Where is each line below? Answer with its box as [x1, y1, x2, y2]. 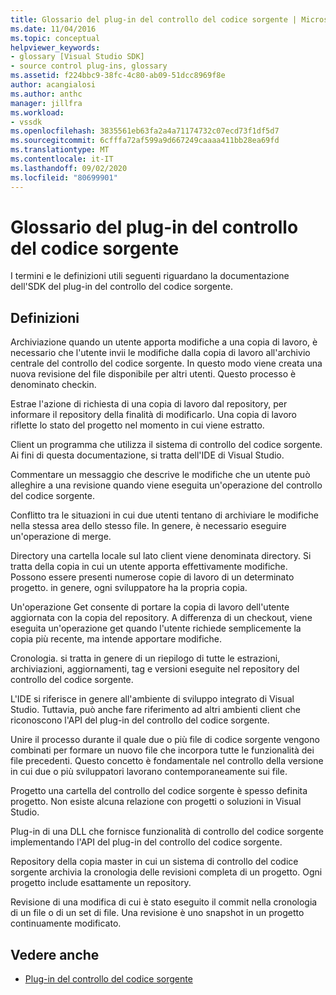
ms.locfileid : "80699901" [10, 172, 118, 183]
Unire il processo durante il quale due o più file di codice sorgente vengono [10, 734, 320, 746]
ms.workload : [10, 107, 65, 118]
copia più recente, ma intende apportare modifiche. [10, 633, 223, 645]
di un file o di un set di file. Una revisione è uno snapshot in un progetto [10, 907, 305, 919]
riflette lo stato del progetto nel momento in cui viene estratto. [10, 419, 265, 431]
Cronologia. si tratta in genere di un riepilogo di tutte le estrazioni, [10, 652, 281, 665]
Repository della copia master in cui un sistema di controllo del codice [10, 856, 299, 868]
